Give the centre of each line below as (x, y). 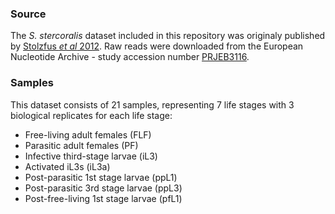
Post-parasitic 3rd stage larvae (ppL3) (103, 188)
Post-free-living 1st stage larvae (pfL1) (103, 198)
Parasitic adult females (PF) (81, 145)
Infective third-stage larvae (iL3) (91, 156)
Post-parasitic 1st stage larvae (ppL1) (101, 177)
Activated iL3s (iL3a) (67, 166)
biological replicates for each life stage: (91, 115)
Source (28, 14)
